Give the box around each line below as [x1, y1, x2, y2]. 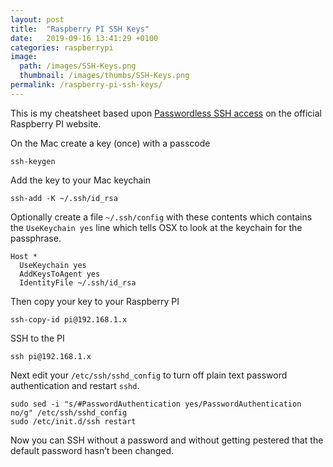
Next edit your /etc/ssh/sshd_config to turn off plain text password [10, 369, 288, 381]
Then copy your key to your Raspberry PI [10, 295, 180, 307]
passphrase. [10, 232, 62, 244]
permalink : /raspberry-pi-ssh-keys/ [10, 80, 163, 90]
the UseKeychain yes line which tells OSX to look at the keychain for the [10, 221, 303, 233]
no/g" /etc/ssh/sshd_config [10, 407, 128, 418]
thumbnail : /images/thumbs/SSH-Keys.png [19, 71, 190, 81]
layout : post [10, 14, 65, 25]
